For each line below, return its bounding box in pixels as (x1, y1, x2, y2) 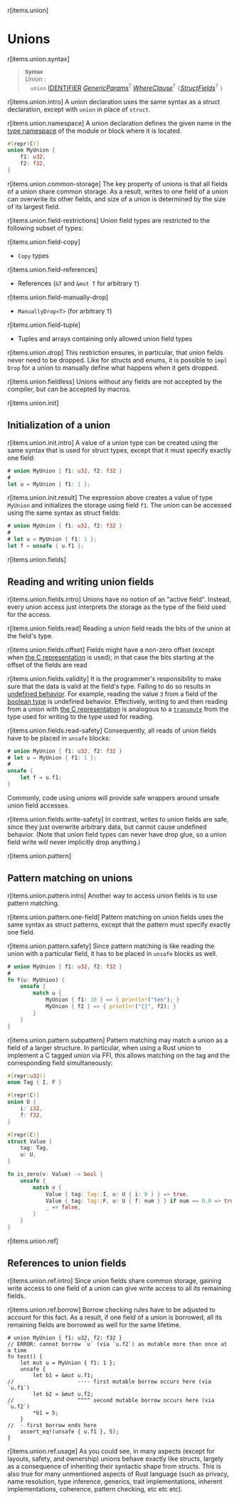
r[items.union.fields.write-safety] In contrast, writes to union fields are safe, (7, 815, 229, 823)
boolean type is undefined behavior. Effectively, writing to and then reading (7, 697, 228, 705)
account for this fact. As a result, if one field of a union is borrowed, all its (7, 1313, 223, 1322)
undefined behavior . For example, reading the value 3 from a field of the (7, 689, 218, 698)
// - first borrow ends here (7, 1421, 97, 1429)
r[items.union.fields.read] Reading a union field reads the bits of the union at (7, 624, 231, 633)
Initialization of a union (7, 419, 111, 431)
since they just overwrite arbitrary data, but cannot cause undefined (7, 822, 208, 831)
